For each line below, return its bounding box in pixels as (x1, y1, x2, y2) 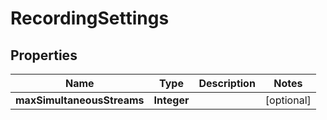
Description (198, 77, 256, 90)
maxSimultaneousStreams (15, 93, 145, 107)
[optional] (264, 93, 312, 107)
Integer (153, 93, 190, 107)
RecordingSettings (10, 7, 170, 30)
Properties (10, 47, 78, 64)
